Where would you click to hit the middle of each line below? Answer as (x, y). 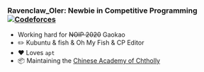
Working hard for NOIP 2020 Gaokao (71, 35)
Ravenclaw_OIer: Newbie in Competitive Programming (102, 11)
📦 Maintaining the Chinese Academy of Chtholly (89, 61)
